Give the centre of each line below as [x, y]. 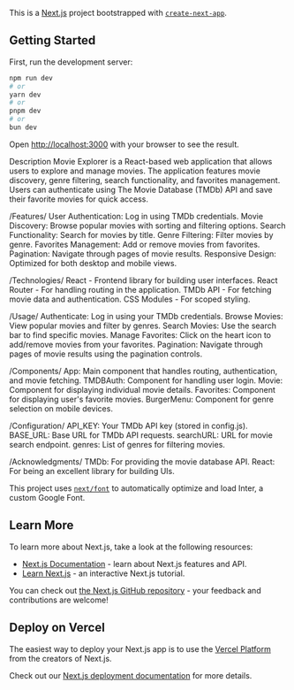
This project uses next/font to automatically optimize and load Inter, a [136, 488]
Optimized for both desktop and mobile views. [93, 263]
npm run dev [31, 78]
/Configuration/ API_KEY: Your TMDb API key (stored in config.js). [129, 425]
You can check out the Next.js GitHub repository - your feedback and [136, 590]
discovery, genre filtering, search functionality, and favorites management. [145, 180]
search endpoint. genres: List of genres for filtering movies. [117, 444]
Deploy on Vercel [57, 628]
